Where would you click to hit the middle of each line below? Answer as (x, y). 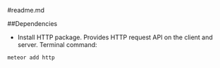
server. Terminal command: (57, 45)
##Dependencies (32, 23)
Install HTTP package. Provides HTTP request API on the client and (115, 37)
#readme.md (26, 10)
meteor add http (31, 57)
